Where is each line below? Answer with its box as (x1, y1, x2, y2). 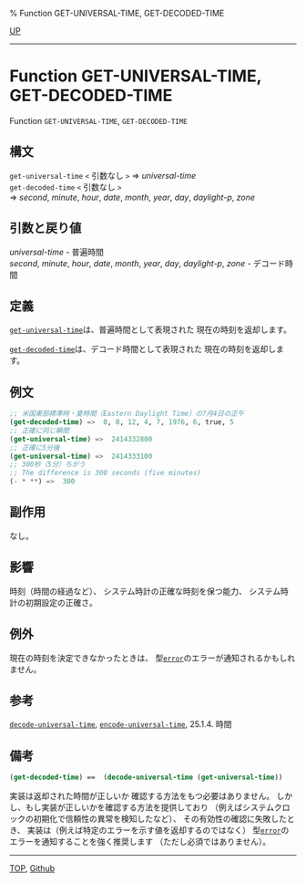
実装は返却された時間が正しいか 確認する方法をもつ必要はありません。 (9, 791, 275, 801)
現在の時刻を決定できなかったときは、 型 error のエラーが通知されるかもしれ (9, 652, 296, 663)
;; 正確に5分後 (9, 442, 61, 452)
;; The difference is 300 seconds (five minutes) (9, 469, 202, 478)
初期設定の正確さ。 (25, 597, 97, 608)
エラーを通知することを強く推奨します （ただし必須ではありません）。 (9, 836, 271, 847)
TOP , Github (9, 863, 56, 874)
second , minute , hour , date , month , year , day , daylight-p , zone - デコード (9, 257, 286, 268)
